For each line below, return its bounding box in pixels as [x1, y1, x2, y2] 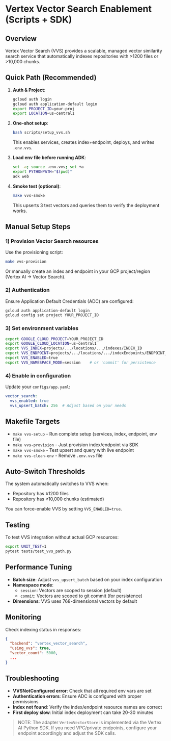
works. [12, 208, 27, 214]
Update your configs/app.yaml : [5, 384, 71, 390]
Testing [5, 521, 30, 529]
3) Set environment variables [5, 325, 79, 332]
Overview [5, 34, 37, 43]
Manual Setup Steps [5, 222, 71, 231]
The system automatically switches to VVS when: [5, 480, 109, 487]
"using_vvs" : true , [10, 646, 51, 651]
